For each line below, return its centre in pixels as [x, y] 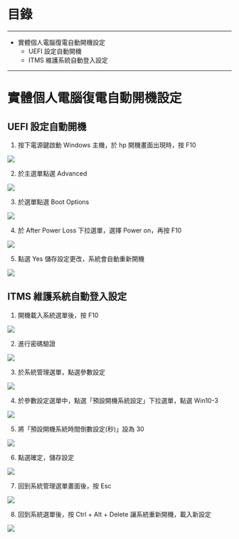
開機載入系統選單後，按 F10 [58, 315]
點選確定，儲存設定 [46, 457]
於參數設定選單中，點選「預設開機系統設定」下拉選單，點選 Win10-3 [118, 400]
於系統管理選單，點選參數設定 [61, 372]
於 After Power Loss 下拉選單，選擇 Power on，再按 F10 [100, 230]
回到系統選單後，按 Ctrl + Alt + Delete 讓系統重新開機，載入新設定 [114, 514]
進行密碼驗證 [36, 343]
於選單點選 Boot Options [53, 202]
